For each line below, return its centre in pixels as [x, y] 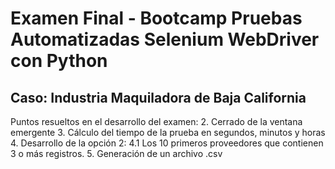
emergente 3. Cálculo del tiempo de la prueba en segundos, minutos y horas [168, 132]
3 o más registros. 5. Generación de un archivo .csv [116, 153]
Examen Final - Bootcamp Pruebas [156, 18]
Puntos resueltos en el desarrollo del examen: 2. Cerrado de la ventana [156, 121]
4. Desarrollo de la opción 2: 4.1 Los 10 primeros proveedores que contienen [167, 143]
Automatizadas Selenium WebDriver [165, 39]
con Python [59, 61]
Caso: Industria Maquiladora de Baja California [158, 97]
